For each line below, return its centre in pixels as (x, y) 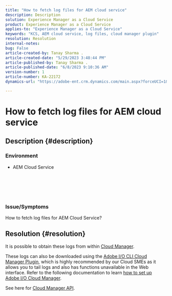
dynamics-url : (20, 82)
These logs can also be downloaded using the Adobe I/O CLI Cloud (76, 256)
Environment (22, 156)
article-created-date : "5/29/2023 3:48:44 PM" (56, 58)
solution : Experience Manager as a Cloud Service (59, 19)
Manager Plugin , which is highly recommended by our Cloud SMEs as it (81, 262)
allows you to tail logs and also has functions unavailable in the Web (77, 267)
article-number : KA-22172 (33, 77)
